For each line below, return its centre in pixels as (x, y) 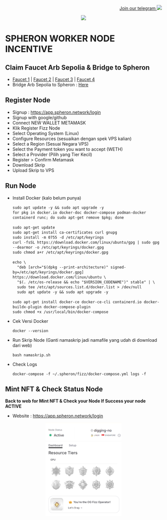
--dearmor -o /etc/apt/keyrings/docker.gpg (58, 247)
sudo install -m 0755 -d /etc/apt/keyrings (58, 237)
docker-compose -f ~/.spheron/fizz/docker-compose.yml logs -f (79, 374)
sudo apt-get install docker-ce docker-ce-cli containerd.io (77, 302)
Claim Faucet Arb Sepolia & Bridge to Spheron (78, 67)
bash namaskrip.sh (31, 355)
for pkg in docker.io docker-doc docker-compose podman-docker (79, 213)
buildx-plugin (27, 307)
